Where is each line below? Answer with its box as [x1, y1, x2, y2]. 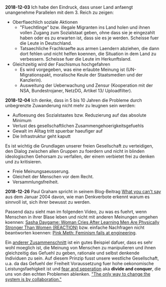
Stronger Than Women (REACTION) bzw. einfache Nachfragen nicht [5, 224, 145, 230]
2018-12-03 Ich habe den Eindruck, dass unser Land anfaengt [5, 4, 133, 10]
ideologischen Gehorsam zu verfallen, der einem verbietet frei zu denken [5, 153, 155, 159]
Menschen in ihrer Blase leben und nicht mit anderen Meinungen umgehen [5, 214, 158, 220]
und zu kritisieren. [5, 159, 42, 164]
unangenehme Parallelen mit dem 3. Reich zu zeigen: [5, 9, 114, 15]
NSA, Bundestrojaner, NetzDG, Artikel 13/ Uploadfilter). [19, 88, 133, 93]
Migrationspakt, [19, 72, 52, 77]
